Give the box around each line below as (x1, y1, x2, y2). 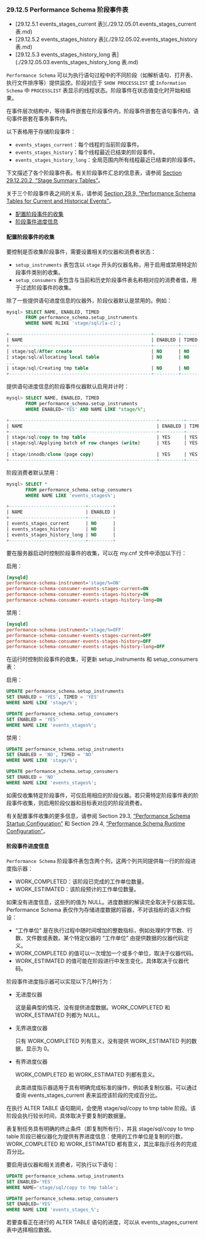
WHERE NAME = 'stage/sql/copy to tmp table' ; (6, 1184, 119, 1191)
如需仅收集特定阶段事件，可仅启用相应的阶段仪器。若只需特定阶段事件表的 (6, 792, 193, 799)
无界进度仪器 (15, 1024, 48, 1031)
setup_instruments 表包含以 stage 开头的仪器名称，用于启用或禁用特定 (15, 261, 193, 268)
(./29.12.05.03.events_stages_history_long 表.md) (15, 59, 138, 66)
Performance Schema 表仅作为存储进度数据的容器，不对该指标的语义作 (6, 906, 186, 913)
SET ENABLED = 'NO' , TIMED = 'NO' (6, 752, 95, 758)
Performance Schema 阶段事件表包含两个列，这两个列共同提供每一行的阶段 (6, 857, 191, 864)
